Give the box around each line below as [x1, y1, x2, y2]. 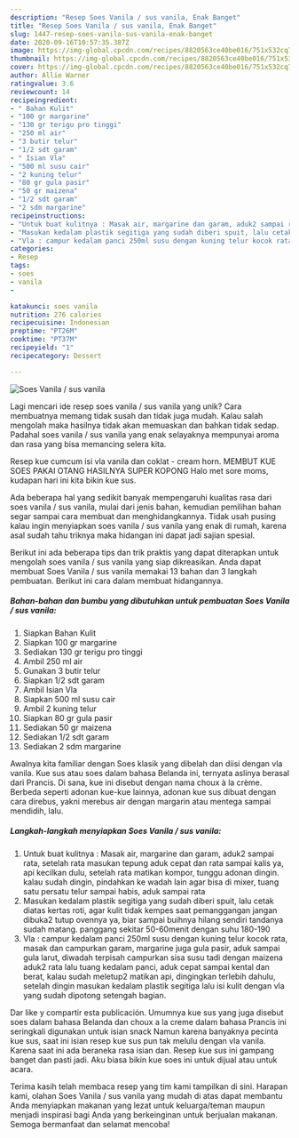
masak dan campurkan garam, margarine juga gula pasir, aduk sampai [22, 942, 280, 953]
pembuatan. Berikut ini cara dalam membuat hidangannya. [10, 575, 224, 586]
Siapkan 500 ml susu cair [22, 693, 116, 704]
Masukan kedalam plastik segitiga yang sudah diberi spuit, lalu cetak [22, 895, 274, 906]
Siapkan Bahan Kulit [22, 628, 97, 638]
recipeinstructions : [10, 211, 87, 220]
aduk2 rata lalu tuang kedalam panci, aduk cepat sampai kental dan [22, 961, 270, 972]
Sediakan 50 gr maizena [22, 722, 112, 733]
